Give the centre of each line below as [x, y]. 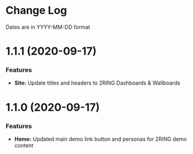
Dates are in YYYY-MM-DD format [48, 27]
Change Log [36, 10]
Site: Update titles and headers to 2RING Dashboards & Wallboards [97, 83]
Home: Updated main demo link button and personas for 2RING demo [100, 139]
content [24, 145]
